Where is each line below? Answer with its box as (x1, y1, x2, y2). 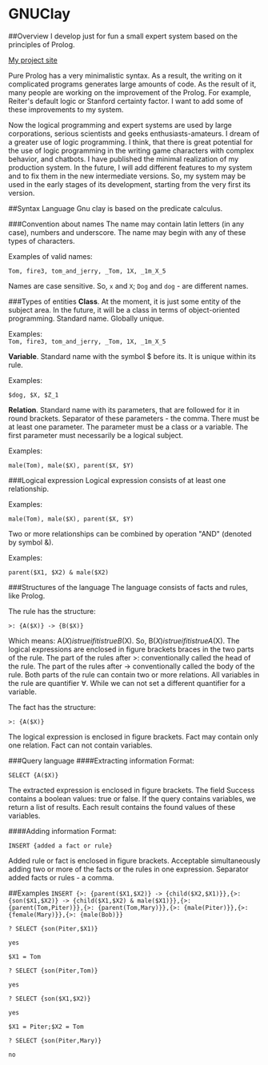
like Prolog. (8, 591, 46, 600)
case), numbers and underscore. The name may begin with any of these (8, 227, 246, 237)
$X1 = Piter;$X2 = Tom (8, 1023, 84, 1031)
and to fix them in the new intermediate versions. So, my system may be (8, 171, 246, 181)
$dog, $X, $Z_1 (8, 391, 59, 399)
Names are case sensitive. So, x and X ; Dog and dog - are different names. (8, 281, 249, 290)
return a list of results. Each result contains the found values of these (8, 802, 236, 812)
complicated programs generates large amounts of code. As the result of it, (8, 79, 257, 89)
